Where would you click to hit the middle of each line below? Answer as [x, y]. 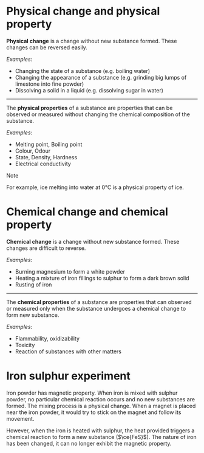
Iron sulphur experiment [68, 376]
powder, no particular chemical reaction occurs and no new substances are [101, 399]
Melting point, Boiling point [49, 144]
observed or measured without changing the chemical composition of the [98, 114]
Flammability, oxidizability [47, 338]
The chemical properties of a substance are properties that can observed [99, 302]
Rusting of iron [33, 285]
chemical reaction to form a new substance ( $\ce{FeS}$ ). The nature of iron [102, 437]
